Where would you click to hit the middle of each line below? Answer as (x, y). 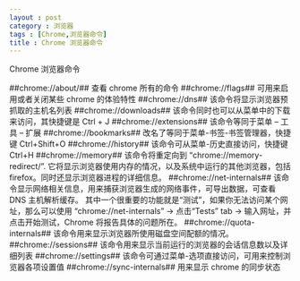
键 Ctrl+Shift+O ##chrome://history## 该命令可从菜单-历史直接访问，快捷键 (149, 144)
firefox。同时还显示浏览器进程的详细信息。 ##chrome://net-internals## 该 (146, 178)
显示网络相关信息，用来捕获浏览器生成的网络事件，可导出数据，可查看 (146, 189)
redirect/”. (28, 166)
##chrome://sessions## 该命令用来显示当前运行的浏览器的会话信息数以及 (145, 245)
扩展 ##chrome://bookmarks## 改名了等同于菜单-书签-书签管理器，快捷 (159, 133)
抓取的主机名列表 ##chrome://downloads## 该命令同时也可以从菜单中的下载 (150, 111)
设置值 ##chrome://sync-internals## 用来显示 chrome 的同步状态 (160, 267)
